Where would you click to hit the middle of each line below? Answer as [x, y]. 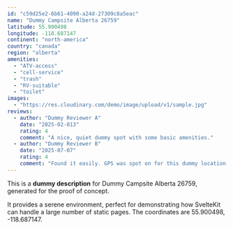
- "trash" [28, 79]
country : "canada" [34, 46]
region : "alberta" [34, 53]
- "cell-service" [39, 72]
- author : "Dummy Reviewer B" [57, 144]
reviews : [20, 111]
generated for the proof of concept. [58, 190]
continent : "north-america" [48, 40]
